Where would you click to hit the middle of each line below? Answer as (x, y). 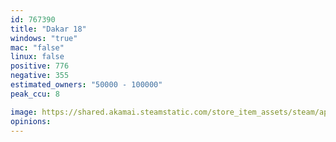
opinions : (31, 121)
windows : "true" (44, 38)
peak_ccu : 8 (35, 94)
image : (24, 112)
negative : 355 (40, 76)
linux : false (37, 57)
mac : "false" (37, 47)
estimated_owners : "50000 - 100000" (86, 85)
